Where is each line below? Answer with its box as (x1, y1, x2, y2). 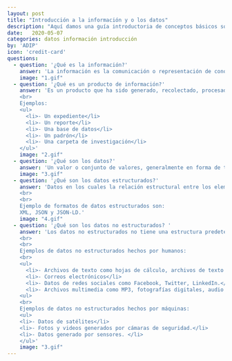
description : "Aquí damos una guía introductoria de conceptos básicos (7, 23, 217, 30)
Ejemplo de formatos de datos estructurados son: (19, 203, 166, 210)
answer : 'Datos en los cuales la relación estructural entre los (19, 184, 212, 191)
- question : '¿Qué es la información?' (13, 61, 128, 68)
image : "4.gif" (19, 215, 64, 222)
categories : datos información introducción (7, 36, 137, 43)
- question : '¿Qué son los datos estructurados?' (13, 177, 159, 184)
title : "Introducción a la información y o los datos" (7, 17, 168, 23)
